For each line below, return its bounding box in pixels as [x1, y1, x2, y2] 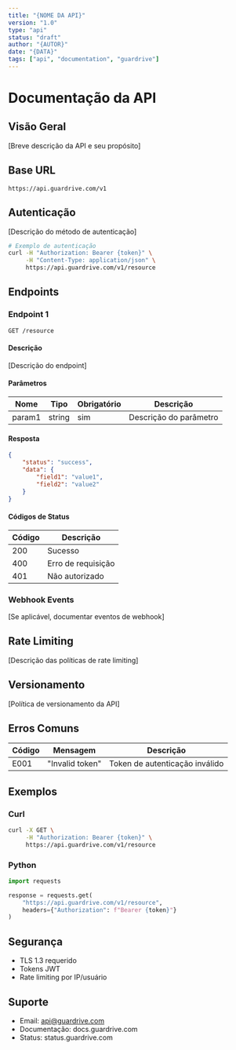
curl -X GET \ [8, 826, 55, 834]
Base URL [8, 164, 56, 177]
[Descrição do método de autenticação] [8, 227, 137, 236]
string [48, 412, 71, 423]
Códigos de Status [8, 512, 70, 522]
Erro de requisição [47, 558, 115, 569]
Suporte [8, 995, 49, 1008]
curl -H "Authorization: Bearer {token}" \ [8, 249, 153, 257]
